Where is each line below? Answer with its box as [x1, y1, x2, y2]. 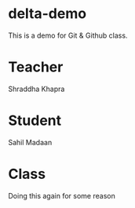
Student [8, 111, 62, 130]
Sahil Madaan [8, 137, 53, 147]
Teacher [8, 58, 64, 76]
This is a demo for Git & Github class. [8, 31, 128, 40]
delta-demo [8, 5, 87, 23]
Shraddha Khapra [8, 84, 65, 93]
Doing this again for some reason [8, 191, 115, 200]
